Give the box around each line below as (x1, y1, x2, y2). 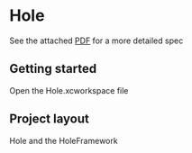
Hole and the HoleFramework (9, 135, 119, 146)
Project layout (9, 112, 90, 127)
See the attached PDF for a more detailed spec (9, 35, 184, 46)
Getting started (9, 61, 97, 76)
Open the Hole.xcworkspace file (9, 85, 129, 95)
